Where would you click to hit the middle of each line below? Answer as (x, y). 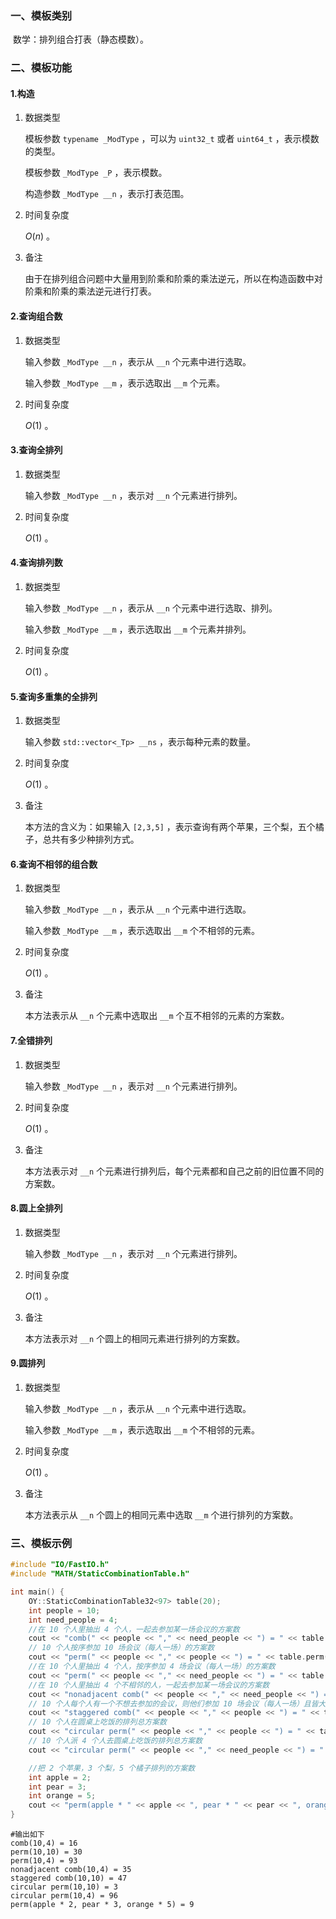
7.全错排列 (31, 1041)
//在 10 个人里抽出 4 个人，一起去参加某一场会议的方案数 (134, 1629)
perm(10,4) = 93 (44, 1861)
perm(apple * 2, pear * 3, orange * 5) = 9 (102, 1905)
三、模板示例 (41, 1543)
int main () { (37, 1592)
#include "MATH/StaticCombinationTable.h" (100, 1574)
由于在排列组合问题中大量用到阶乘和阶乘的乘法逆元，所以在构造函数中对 (173, 279)
